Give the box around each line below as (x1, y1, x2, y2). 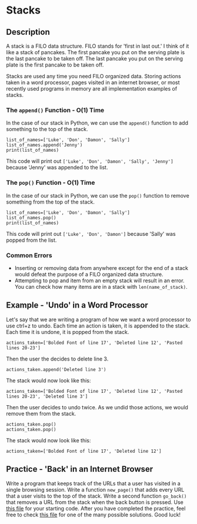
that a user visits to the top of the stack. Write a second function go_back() (6, 492, 187, 499)
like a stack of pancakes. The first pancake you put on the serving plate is (6, 49, 185, 56)
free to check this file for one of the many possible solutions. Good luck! (6, 511, 181, 518)
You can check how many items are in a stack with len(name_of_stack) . (14, 283, 188, 290)
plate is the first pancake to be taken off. (6, 61, 104, 68)
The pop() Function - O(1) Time (6, 179, 95, 187)
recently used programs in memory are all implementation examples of (6, 85, 178, 92)
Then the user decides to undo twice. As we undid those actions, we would (6, 403, 188, 410)
